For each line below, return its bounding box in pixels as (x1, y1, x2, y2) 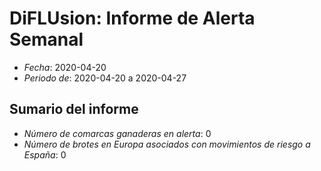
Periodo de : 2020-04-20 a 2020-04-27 (23, 72, 187, 84)
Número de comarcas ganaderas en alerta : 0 (23, 127, 212, 139)
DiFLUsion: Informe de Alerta (9, 7, 256, 30)
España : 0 (23, 148, 67, 161)
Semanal (9, 28, 84, 51)
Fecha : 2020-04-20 (23, 61, 107, 73)
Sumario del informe (9, 101, 139, 118)
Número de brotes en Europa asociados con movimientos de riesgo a (23, 138, 311, 150)
